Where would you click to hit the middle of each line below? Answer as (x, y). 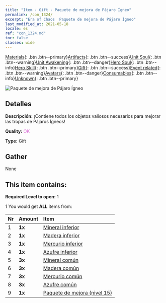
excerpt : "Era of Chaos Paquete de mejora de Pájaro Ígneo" (71, 19)
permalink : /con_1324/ (29, 15)
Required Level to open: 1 (32, 197)
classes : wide (20, 43)
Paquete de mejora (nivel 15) (77, 293)
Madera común (61, 268)
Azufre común (60, 285)
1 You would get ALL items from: (39, 206)
